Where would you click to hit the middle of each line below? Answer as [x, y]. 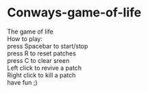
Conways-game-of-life [74, 13]
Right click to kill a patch [41, 75]
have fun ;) [22, 82]
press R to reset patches [42, 53]
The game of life [30, 31]
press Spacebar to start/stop [48, 46]
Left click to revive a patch [45, 68]
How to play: [25, 38]
